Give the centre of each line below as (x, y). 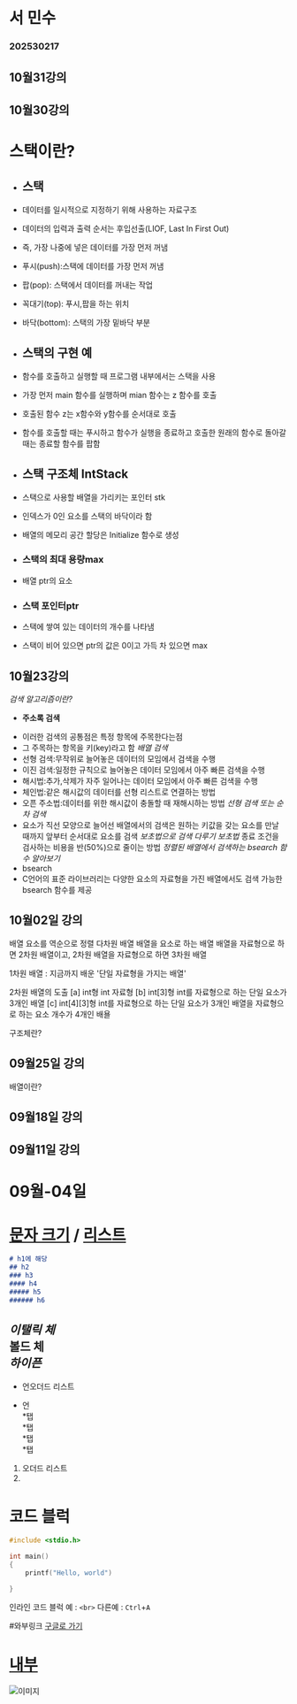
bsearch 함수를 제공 (57, 889)
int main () (29, 1557)
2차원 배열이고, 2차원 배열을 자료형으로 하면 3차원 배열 (113, 954)
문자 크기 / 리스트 (68, 1235)
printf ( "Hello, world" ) (69, 1573)
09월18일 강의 (46, 1117)
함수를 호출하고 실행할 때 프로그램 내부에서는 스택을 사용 (119, 376)
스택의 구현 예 (57, 353)
